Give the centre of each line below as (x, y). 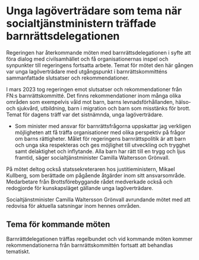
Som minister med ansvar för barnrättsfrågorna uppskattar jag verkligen (103, 126)
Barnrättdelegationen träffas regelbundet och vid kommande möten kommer (99, 239)
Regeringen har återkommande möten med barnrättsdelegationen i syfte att (99, 52)
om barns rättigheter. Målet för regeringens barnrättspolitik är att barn (100, 138)
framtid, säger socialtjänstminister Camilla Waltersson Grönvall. (92, 157)
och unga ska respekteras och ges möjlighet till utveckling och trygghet (102, 145)
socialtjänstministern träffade (81, 23)
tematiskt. (18, 251)
